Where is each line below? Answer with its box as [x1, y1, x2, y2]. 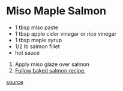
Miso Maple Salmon [6, 4, 107, 18]
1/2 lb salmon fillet [14, 43, 60, 50]
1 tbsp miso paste [14, 24, 59, 31]
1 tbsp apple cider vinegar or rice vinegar [14, 30, 117, 37]
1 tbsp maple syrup [14, 36, 62, 43]
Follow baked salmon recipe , [14, 67, 86, 74]
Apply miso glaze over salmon [14, 61, 90, 68]
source [6, 79, 24, 86]
